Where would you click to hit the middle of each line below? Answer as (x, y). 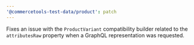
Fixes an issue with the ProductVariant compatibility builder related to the (97, 29)
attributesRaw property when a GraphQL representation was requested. (95, 35)
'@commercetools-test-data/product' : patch (62, 12)
